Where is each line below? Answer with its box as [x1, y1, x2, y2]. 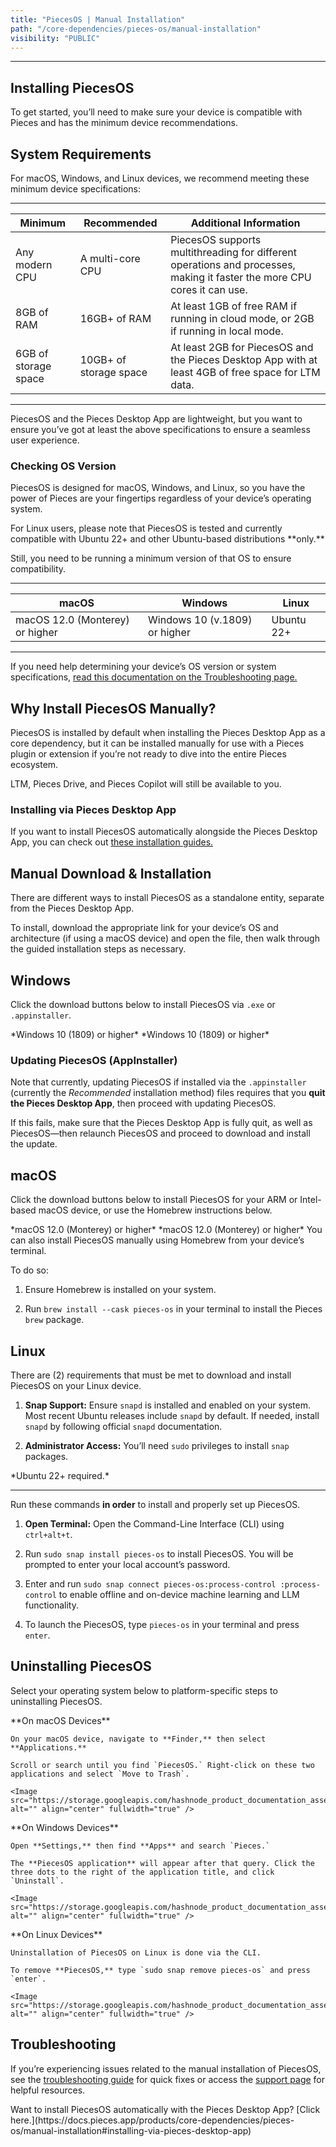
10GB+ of [79, 353, 127, 366]
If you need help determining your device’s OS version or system [10, 661, 277, 673]
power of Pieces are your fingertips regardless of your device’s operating [10, 492, 312, 505]
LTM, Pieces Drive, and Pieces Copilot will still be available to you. [10, 778, 282, 790]
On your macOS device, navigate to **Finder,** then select [10, 1734, 267, 1744]
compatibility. [10, 563, 67, 575]
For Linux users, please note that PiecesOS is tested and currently [10, 522, 283, 535]
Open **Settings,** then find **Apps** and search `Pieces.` [10, 1841, 271, 1851]
